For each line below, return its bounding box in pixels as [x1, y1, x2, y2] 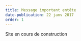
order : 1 [5, 17, 24, 22]
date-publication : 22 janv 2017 [5, 12, 74, 17]
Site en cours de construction [5, 31, 68, 37]
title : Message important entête [5, 7, 76, 13]
